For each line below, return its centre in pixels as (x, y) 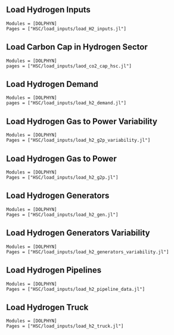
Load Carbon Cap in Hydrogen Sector (77, 47)
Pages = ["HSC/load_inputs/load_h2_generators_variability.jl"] (88, 252)
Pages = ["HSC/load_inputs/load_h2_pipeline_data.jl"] (76, 289)
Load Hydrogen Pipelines (54, 270)
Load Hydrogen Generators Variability (78, 233)
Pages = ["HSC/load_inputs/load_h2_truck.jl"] (65, 326)
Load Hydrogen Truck (47, 307)
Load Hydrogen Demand (52, 84)
